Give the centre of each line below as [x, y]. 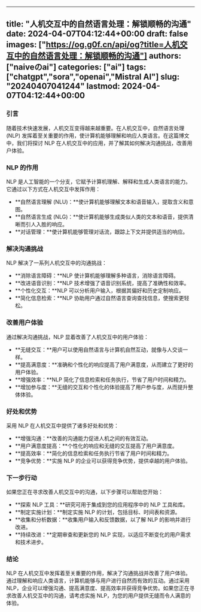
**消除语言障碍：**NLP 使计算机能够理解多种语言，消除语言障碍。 [97, 275]
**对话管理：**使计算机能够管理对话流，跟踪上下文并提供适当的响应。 [101, 232]
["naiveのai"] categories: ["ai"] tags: [76, 67]
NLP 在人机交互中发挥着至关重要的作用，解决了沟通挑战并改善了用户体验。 [99, 573]
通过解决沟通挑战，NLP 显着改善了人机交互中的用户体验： [78, 337]
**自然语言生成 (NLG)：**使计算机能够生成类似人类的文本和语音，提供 [101, 217]
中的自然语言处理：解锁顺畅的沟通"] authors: [98, 56]
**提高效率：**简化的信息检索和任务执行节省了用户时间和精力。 [93, 453]
